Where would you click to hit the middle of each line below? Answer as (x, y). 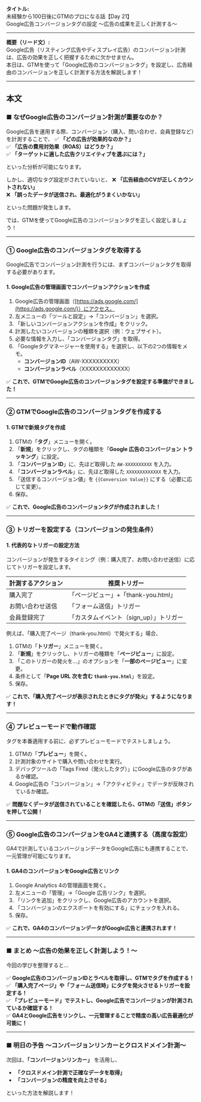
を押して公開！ (25, 811)
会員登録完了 (28, 617)
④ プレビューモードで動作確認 (51, 727)
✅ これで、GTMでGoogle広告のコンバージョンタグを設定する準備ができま (98, 382)
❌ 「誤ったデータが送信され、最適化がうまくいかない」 (74, 195)
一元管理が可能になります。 (40, 856)
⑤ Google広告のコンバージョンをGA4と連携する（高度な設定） (99, 834)
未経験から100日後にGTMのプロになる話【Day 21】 (69, 16)
